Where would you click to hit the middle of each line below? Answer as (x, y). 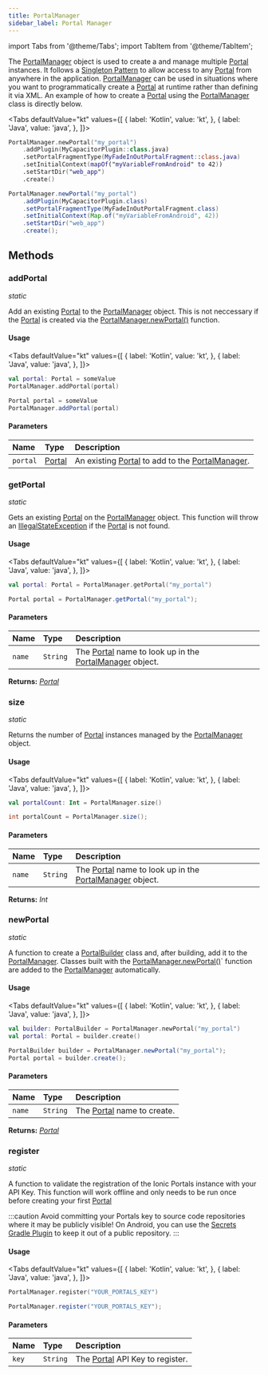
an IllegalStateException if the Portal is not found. (89, 526)
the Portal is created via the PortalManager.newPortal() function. (114, 319)
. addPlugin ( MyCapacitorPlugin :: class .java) (96, 150)
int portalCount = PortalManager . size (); (78, 817)
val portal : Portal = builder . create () (75, 1036)
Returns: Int (28, 899)
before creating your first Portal (60, 1201)
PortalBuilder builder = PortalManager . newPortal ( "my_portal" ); (117, 1050)
